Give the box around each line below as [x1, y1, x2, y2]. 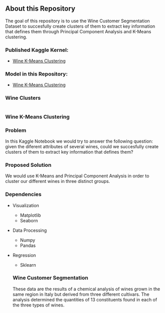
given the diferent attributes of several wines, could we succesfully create [5, 143, 159, 149]
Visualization [12, 202, 39, 208]
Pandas [20, 242, 36, 248]
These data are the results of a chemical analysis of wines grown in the [12, 286, 160, 292]
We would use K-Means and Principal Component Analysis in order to [5, 173, 149, 179]
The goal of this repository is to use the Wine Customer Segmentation [5, 18, 150, 24]
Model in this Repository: [5, 71, 68, 78]
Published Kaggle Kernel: [5, 46, 69, 53]
